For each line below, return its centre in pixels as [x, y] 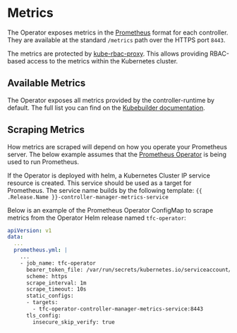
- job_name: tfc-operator [58, 263]
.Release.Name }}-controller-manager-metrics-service [88, 197]
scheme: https [47, 276]
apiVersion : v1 [30, 230]
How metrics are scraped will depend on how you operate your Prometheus [117, 146]
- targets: [42, 303]
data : [15, 237]
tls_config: [43, 315]
